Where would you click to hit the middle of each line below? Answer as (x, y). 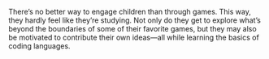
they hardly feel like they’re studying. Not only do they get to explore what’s (135, 20)
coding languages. (39, 46)
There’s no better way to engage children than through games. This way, (130, 12)
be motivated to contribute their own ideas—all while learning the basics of (134, 37)
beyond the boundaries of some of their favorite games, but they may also (133, 29)
